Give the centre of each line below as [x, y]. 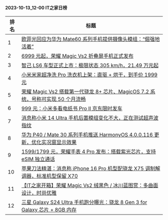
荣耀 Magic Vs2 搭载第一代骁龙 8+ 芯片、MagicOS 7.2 [85, 91]
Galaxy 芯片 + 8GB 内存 [49, 210]
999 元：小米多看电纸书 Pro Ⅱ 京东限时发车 [72, 108]
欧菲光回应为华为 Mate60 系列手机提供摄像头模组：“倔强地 [91, 39]
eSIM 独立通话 [38, 159]
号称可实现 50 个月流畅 [59, 99]
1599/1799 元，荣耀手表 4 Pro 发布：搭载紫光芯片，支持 [89, 151]
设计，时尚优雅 [39, 193]
